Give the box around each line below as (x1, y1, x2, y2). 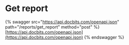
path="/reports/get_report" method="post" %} (5, 24, 100, 30)
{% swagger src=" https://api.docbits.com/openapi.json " (5, 19, 120, 25)
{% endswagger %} (84, 34, 125, 40)
